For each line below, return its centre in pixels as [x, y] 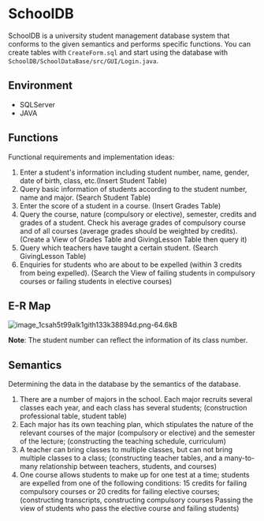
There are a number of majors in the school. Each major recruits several [136, 399]
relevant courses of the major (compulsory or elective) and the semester [137, 433]
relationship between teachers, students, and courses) [128, 467]
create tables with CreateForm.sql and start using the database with [118, 52]
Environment [41, 86]
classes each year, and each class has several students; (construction [133, 408]
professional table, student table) [73, 416]
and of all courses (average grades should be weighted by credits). [128, 231]
